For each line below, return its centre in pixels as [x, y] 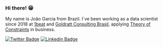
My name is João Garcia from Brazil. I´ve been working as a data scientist [82, 19]
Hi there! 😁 [19, 8]
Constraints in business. [30, 29]
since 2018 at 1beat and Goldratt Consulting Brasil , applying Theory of [78, 24]
